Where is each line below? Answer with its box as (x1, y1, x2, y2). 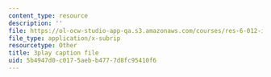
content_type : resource (8, 11, 89, 20)
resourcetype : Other (8, 42, 78, 50)
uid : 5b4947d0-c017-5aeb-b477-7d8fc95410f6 (8, 57, 157, 65)
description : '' (8, 19, 63, 27)
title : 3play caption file (8, 49, 99, 57)
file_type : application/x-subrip (8, 34, 121, 43)
